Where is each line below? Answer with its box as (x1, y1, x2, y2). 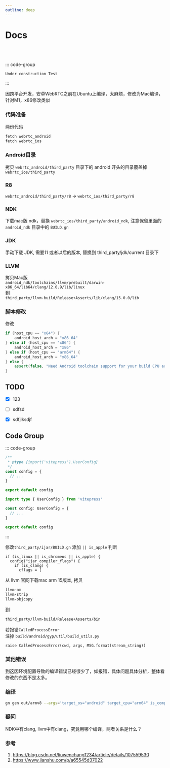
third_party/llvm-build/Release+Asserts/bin (5, 617, 101, 622)
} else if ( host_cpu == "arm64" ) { (5, 349, 80, 355)
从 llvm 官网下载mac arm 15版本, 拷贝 (5, 577, 83, 583)
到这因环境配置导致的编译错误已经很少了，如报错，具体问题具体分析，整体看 (5, 668, 165, 675)
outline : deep (5, 7, 35, 13)
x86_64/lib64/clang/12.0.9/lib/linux (5, 284, 85, 290)
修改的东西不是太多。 (5, 675, 50, 681)
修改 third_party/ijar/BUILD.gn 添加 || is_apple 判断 (5, 544, 117, 550)
